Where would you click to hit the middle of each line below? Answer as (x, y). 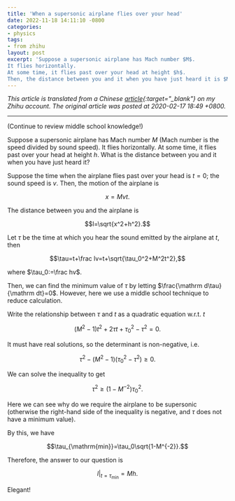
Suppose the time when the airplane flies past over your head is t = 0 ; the (113, 176)
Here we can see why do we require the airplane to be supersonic (102, 404)
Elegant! (19, 489)
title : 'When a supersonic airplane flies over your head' (95, 14)
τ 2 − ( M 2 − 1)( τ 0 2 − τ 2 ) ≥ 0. (117, 359)
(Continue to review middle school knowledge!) (75, 126)
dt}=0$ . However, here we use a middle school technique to (122, 293)
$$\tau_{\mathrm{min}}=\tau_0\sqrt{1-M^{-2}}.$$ (117, 446)
